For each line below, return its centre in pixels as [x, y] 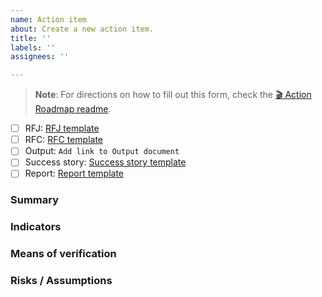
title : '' [31, 38]
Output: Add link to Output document [102, 151]
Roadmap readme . [73, 109]
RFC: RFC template [64, 140]
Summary [35, 200]
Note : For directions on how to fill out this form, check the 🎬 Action [173, 95]
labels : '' [33, 47]
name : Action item [48, 19]
